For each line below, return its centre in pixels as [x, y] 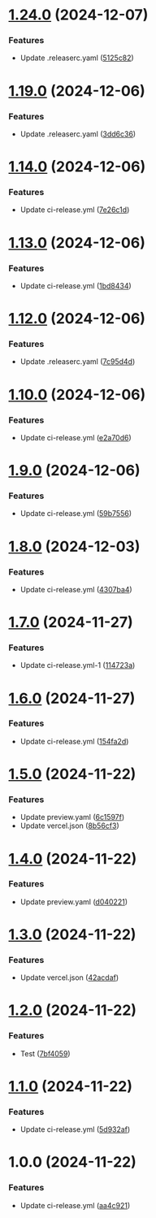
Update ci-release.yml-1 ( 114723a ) [78, 665]
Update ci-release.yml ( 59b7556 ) [76, 514]
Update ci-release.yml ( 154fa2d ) [74, 741]
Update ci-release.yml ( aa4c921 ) [75, 1205]
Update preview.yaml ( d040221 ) [74, 902]
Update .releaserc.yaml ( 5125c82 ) [77, 58]
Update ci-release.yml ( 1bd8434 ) [76, 285]
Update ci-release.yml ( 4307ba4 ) [76, 589]
